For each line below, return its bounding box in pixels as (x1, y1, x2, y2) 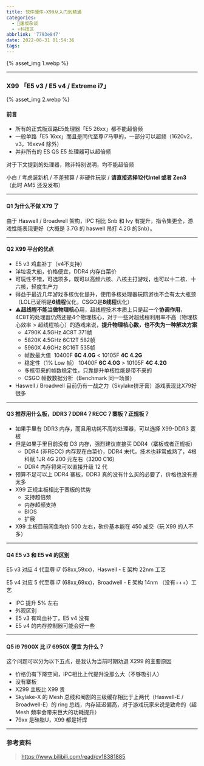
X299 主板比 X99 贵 (15, 686, 65, 693)
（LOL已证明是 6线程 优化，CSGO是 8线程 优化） (15, 298, 133, 305)
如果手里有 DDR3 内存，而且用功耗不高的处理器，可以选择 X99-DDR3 (15, 424, 189, 432)
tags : (6, 43, 20, 49)
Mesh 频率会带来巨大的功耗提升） (15, 709, 100, 716)
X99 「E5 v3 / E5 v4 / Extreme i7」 (6, 82, 110, 90)
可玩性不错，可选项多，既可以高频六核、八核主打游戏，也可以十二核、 (15, 275, 191, 283)
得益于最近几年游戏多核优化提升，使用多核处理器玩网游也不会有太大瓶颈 (15, 290, 196, 298)
